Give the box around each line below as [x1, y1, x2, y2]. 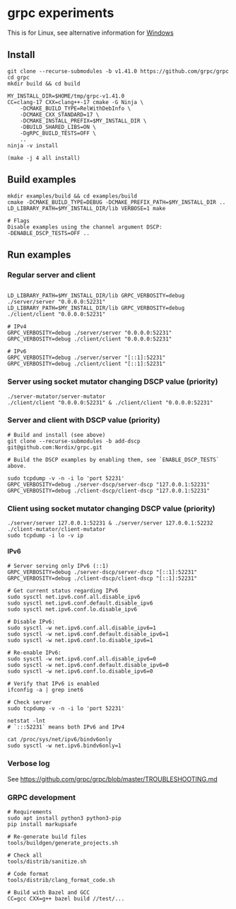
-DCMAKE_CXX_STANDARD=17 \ [20, 111, 100, 118]
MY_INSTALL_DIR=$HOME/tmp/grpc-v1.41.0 [7, 92, 125, 100]
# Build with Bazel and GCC [7, 888, 90, 896]
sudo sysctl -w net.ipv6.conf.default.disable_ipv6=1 [7, 631, 170, 638]
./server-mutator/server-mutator [7, 393, 106, 400]
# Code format [7, 870, 49, 877]
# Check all [7, 852, 42, 859]
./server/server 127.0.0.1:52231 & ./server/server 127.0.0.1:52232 [7, 520, 213, 527]
